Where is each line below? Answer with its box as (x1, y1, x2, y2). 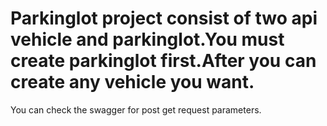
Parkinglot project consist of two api (10, 7, 318, 30)
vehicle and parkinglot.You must (10, 28, 285, 51)
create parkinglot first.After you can (10, 50, 317, 72)
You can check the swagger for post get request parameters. (10, 103, 262, 116)
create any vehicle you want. (10, 71, 255, 94)
